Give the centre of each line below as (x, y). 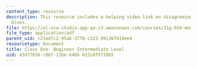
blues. (19, 22)
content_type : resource (35, 11)
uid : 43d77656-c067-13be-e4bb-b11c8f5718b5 (60, 55)
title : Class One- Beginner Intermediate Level (65, 50)
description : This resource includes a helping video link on (84, 17)
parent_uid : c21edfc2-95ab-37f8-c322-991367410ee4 (69, 38)
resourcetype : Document (35, 44)
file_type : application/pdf (40, 33)
